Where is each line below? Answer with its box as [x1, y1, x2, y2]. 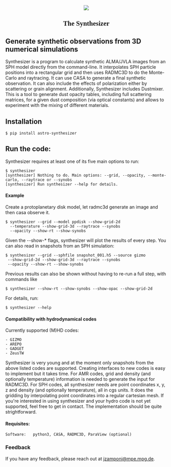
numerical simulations [5, 45, 79, 53]
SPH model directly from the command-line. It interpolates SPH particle [5, 64, 157, 70]
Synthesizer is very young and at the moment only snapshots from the [5, 360, 154, 366]
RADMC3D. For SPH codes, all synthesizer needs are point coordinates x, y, [5, 382, 166, 388]
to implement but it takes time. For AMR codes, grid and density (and [5, 370, 151, 377]
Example [5, 193, 25, 199]
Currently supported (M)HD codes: [5, 327, 79, 333]
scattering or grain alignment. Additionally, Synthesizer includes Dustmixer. [5, 86, 164, 92]
